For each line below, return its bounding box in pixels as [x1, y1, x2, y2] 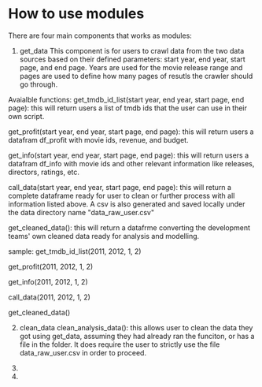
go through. [19, 80, 58, 89]
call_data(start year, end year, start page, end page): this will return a [8, 182, 232, 192]
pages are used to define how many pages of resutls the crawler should [19, 71, 253, 80]
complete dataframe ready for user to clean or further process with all [8, 191, 235, 200]
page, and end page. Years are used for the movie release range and [19, 62, 243, 72]
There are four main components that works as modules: [8, 31, 193, 40]
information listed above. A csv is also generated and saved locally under [8, 199, 245, 209]
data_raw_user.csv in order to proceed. [19, 348, 147, 357]
